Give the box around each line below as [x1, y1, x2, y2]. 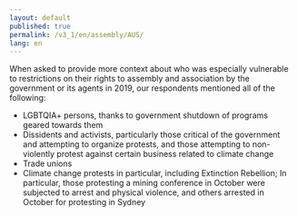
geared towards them [22, 120, 104, 131]
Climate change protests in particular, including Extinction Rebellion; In [22, 168, 287, 179]
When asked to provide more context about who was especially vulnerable [9, 64, 289, 74]
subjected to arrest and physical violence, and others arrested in [22, 187, 265, 198]
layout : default [9, 13, 71, 23]
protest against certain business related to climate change [56, 149, 274, 160]
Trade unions [22, 158, 73, 169]
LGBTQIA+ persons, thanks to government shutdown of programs [22, 110, 268, 121]
